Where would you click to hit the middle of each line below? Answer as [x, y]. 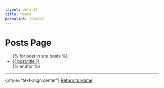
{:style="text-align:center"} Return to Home [49, 80]
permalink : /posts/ [25, 18]
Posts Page [28, 43]
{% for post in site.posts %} [40, 56]
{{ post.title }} [26, 61]
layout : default [21, 9]
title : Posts [18, 14]
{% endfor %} [26, 67]
